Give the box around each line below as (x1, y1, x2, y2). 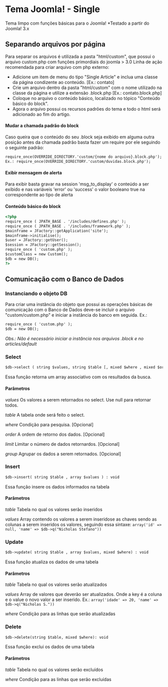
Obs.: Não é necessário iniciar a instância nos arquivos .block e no (5, 336, 144, 342)
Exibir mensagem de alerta (5, 170, 62, 176)
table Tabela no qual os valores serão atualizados (5, 581, 107, 587)
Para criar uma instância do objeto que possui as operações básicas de (5, 302, 152, 308)
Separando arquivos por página (5, 40, 106, 49)
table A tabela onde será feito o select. (5, 412, 85, 418)
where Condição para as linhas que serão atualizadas (5, 611, 116, 617)
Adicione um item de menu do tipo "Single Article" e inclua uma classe (12, 74, 158, 80)
